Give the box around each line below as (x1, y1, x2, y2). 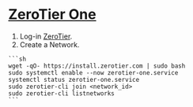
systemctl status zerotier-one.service (8, 76, 140, 83)
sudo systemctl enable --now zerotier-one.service (8, 68, 179, 76)
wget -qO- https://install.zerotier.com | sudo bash (8, 61, 186, 70)
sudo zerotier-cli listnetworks (8, 89, 115, 98)
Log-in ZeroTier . (19, 31, 73, 41)
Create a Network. (19, 39, 80, 49)
